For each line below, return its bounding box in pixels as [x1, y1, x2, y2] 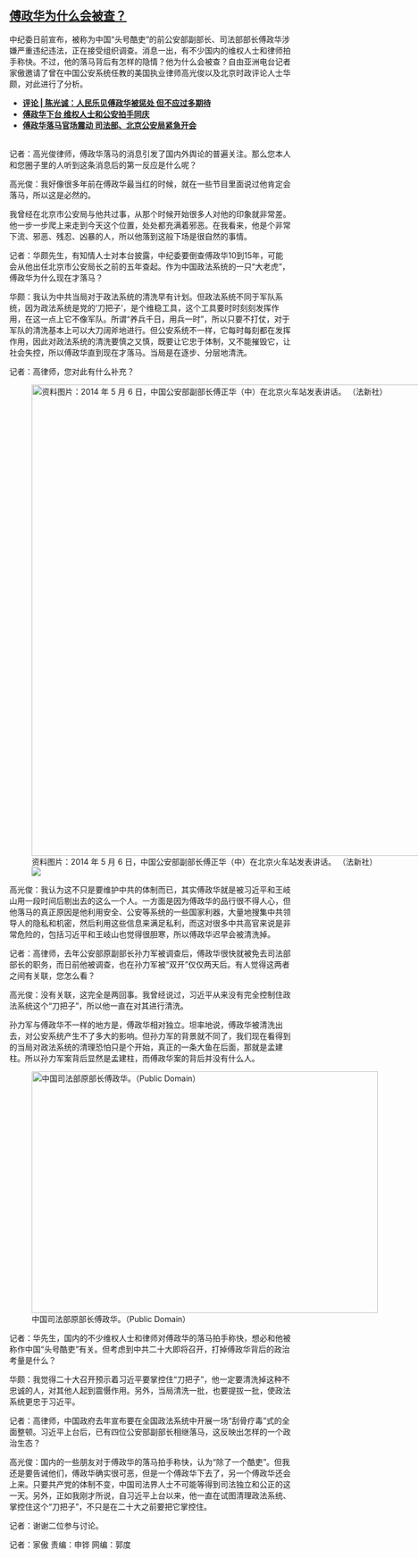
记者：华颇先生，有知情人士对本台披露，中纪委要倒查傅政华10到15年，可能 [9, 249, 284, 261]
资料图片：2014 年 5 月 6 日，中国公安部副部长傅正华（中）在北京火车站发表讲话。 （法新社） [31, 856, 378, 867]
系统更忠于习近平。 [9, 1396, 80, 1407]
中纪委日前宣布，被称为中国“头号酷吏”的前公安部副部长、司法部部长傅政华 [9, 34, 283, 45]
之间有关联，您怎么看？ [9, 970, 96, 981]
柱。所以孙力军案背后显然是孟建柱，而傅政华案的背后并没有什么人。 [9, 1052, 260, 1063]
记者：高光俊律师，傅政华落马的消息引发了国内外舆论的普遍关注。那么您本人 [9, 148, 291, 159]
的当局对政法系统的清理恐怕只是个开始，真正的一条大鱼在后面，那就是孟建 [9, 1042, 283, 1052]
